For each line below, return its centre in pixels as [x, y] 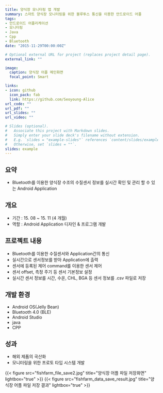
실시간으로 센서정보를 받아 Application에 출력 [55, 260]
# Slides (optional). [27, 126]
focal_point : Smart [29, 77]
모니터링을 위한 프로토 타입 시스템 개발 [48, 363]
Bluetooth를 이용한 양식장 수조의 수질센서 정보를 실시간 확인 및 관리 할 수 [81, 183]
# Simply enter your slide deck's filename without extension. [72, 135]
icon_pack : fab [25, 95]
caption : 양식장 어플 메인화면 [36, 73]
